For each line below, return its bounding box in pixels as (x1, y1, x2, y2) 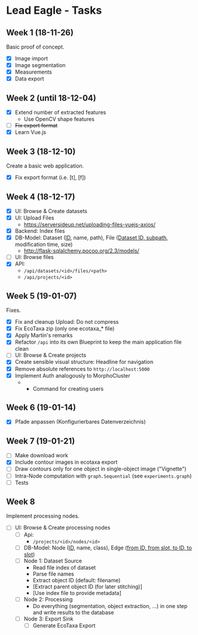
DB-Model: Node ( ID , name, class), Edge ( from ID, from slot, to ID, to (23, 544, 193, 551)
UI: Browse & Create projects (14, 351, 87, 359)
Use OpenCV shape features (23, 116, 95, 123)
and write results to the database (32, 609, 114, 616)
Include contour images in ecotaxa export (14, 458, 118, 466)
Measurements (14, 68, 52, 75)
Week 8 (6, 497, 35, 507)
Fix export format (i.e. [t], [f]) (14, 174, 86, 181)
